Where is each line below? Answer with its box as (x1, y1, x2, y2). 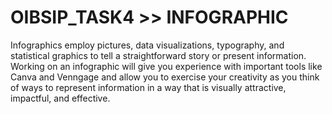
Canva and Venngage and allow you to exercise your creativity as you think (10, 71, 320, 83)
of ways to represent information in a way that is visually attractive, (10, 81, 287, 93)
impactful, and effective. (10, 92, 111, 104)
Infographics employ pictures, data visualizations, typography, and (10, 39, 285, 51)
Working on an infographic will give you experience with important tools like (10, 60, 323, 72)
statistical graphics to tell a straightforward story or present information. (10, 49, 307, 61)
